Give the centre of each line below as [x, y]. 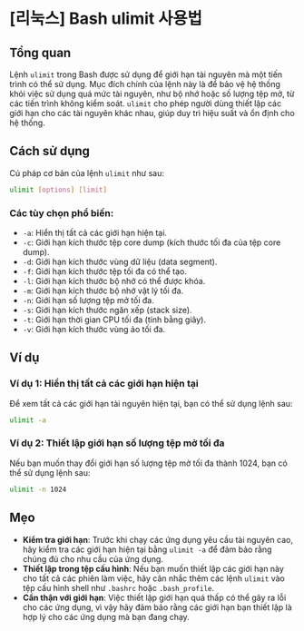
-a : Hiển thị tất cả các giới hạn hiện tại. [95, 232]
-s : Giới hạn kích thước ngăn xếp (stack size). [107, 310]
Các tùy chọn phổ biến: [62, 212]
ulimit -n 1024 [38, 489]
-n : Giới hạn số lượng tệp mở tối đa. [88, 300]
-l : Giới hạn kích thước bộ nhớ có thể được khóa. [114, 281]
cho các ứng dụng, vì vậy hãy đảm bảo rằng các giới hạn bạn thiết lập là [157, 607]
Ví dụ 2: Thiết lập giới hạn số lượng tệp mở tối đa [117, 443]
